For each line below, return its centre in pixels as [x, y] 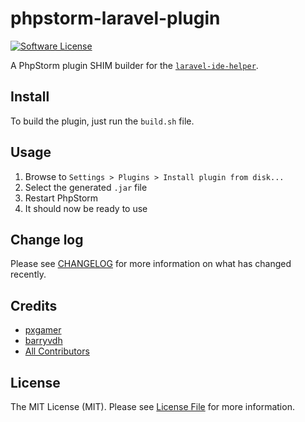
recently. [28, 274]
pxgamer [43, 330]
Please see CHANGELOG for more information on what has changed [151, 264]
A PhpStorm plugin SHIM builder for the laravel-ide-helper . [134, 65]
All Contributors [57, 351]
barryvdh [43, 341]
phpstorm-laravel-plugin [115, 18]
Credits [34, 305]
